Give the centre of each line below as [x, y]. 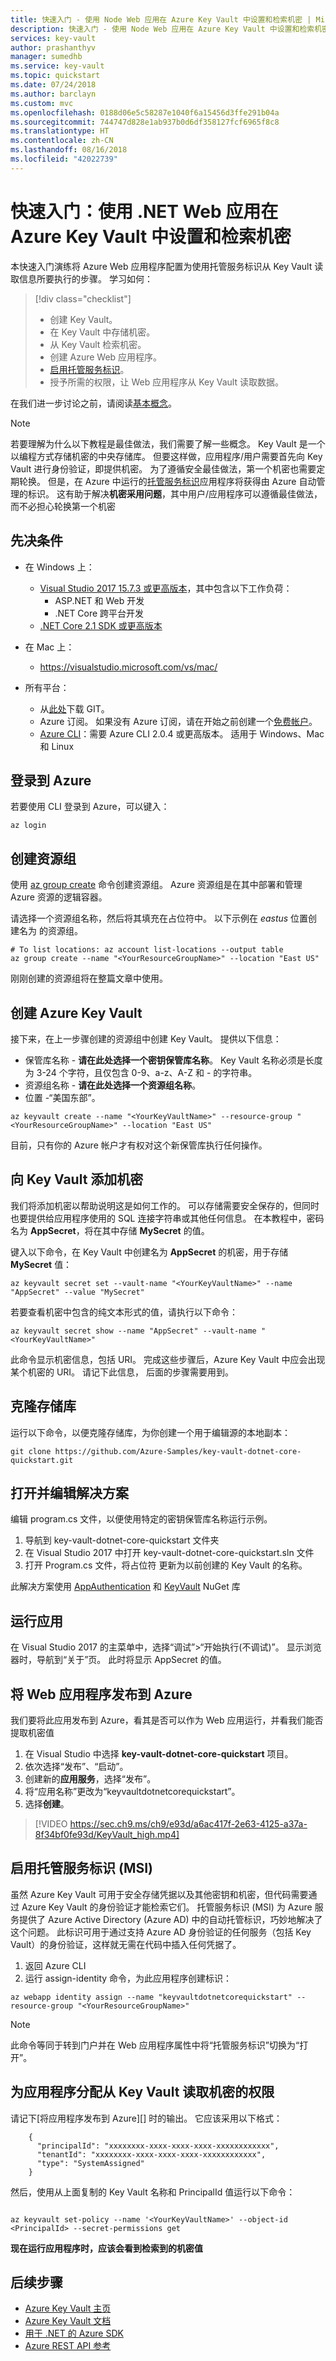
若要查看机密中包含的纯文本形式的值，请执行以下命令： [124, 1312]
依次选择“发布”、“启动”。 [76, 1766]
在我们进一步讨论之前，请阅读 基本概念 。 [93, 403]
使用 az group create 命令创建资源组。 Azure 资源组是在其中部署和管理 [156, 885]
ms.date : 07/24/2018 [53, 85]
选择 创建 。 [47, 1804]
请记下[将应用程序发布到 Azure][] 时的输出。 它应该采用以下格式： [146, 2118]
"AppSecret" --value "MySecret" [77, 1292]
